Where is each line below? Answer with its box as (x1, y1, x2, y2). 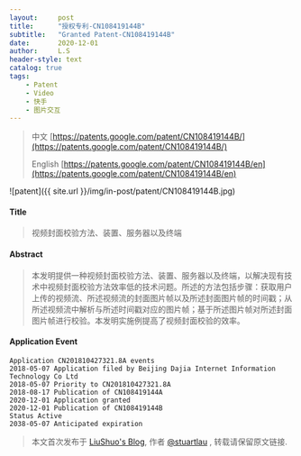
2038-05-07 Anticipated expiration (9, 419, 143, 428)
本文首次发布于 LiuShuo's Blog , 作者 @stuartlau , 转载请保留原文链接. (31, 436, 288, 447)
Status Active (9, 411, 63, 420)
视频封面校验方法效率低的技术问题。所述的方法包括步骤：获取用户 (47, 281, 293, 292)
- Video (25, 88, 54, 97)
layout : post (9, 13, 75, 23)
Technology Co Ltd (9, 371, 78, 381)
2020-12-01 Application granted (9, 396, 131, 405)
